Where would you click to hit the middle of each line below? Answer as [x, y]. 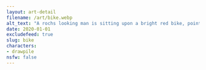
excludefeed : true [30, 35]
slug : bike [20, 40]
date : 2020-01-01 [29, 29]
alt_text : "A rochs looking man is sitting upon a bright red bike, [96, 23]
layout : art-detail [31, 12]
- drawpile [20, 52]
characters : [21, 46]
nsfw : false [21, 57]
